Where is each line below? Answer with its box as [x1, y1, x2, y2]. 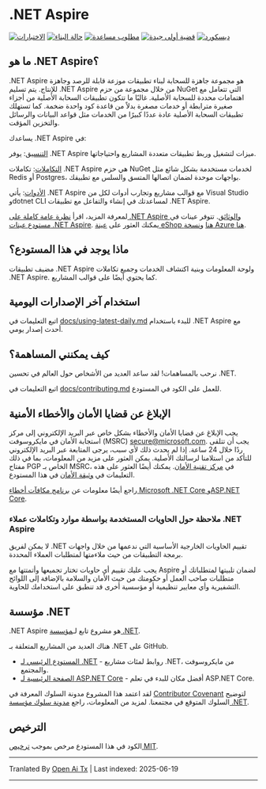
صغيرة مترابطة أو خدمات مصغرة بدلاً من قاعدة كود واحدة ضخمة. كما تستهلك [9, 101, 234, 110]
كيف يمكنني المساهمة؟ [9, 347, 110, 361]
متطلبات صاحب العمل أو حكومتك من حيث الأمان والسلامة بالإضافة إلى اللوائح [9, 574, 234, 583]
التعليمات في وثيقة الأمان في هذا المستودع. [9, 470, 135, 479]
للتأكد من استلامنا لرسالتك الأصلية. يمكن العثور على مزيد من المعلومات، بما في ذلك [9, 453, 252, 463]
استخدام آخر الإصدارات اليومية [9, 295, 140, 308]
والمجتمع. [20, 665, 49, 675]
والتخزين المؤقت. [9, 117, 60, 128]
